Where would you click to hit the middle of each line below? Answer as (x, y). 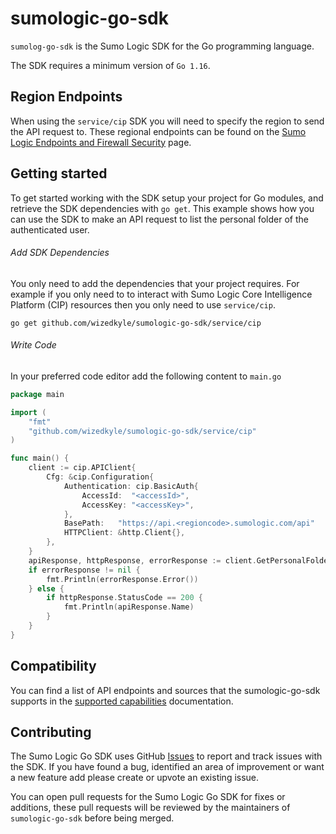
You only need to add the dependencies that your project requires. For (155, 283)
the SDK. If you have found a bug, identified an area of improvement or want (167, 767)
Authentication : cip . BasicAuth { (131, 486)
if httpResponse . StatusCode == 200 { (124, 598)
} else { (46, 588)
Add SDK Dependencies (60, 253)
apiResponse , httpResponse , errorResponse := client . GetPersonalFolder (180, 560)
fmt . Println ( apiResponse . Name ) (129, 607)
